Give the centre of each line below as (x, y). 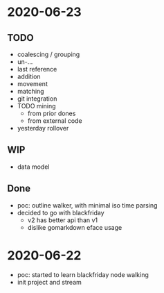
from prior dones (52, 113)
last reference (37, 69)
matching (30, 91)
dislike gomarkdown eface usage (75, 227)
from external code (55, 121)
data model (33, 167)
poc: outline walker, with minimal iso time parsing (87, 205)
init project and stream (49, 282)
